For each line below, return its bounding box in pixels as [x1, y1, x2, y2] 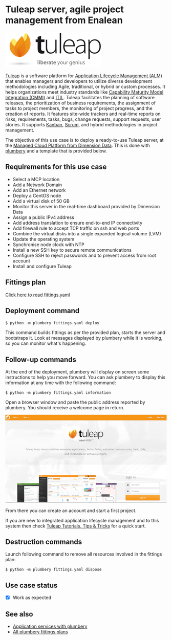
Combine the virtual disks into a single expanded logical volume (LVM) [12, 230, 161, 236]
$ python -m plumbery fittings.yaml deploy [5, 321, 100, 326]
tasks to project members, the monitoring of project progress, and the [5, 105, 153, 111]
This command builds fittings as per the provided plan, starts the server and [5, 329, 165, 336]
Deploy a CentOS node [12, 192, 61, 198]
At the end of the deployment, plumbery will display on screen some [5, 369, 149, 375]
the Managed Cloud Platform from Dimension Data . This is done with [5, 142, 150, 148]
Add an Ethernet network [12, 187, 66, 193]
